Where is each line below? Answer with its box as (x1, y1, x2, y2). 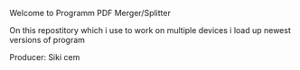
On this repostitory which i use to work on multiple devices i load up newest (9, 25, 291, 35)
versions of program (9, 35, 86, 45)
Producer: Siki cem (9, 52, 80, 62)
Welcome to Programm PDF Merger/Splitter (9, 8, 172, 18)
